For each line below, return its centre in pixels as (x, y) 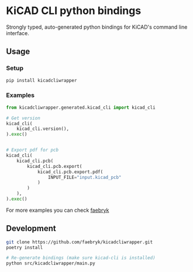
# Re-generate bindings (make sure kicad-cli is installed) (81, 258)
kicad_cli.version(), (43, 129)
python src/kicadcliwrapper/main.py (51, 264)
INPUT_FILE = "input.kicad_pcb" (85, 177)
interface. (18, 33)
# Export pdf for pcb (32, 150)
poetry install (25, 247)
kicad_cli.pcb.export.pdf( (70, 172)
